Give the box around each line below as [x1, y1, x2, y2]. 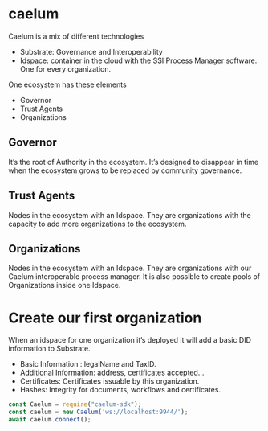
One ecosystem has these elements [8, 80, 127, 89]
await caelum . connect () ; [8, 416, 91, 424]
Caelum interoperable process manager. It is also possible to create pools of [8, 272, 261, 281]
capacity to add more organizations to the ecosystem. [8, 219, 187, 228]
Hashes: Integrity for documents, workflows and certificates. [19, 385, 221, 395]
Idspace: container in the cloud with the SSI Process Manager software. [19, 55, 258, 65]
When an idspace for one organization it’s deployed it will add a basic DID [8, 335, 251, 345]
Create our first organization [8, 309, 202, 326]
